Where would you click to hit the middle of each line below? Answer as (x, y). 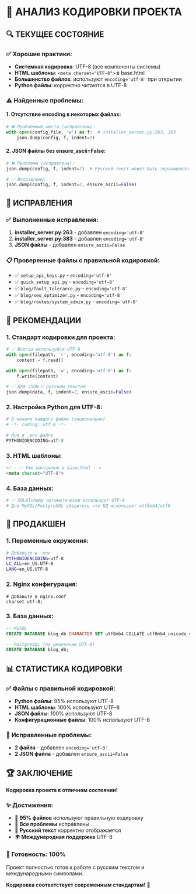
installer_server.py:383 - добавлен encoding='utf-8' (80, 239)
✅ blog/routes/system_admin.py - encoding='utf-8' (76, 302)
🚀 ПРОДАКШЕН (36, 524)
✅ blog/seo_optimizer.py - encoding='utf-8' (68, 295)
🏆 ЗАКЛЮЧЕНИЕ (39, 773)
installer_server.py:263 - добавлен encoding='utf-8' (80, 232)
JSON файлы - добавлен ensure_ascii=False (70, 245)
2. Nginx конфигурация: (42, 584)
